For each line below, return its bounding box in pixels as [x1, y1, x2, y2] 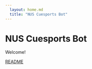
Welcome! [5, 49, 26, 55]
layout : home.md [9, 7, 43, 12]
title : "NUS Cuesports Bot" [9, 12, 68, 17]
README [5, 59, 24, 65]
